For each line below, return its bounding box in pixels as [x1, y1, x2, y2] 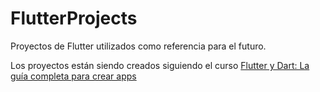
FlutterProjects [10, 7, 138, 30]
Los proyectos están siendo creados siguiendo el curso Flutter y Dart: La [10, 59, 310, 71]
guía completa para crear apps [10, 70, 137, 82]
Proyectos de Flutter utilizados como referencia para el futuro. [10, 40, 267, 52]
